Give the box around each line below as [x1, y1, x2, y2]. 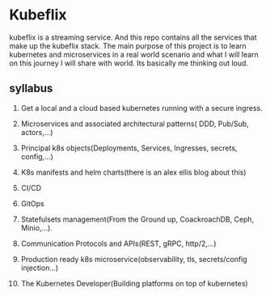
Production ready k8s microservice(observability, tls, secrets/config [20, 254, 247, 264]
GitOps [20, 198, 44, 208]
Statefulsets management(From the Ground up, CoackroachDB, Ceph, [20, 214, 255, 224]
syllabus [9, 82, 53, 95]
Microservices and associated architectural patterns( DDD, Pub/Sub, [20, 119, 249, 129]
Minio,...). [20, 222, 53, 232]
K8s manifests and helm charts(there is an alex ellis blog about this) [20, 167, 247, 177]
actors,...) [20, 127, 53, 137]
